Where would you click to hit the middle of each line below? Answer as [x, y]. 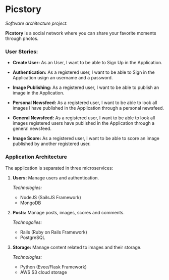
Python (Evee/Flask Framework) [53, 267]
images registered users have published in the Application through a [83, 123]
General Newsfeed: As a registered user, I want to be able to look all [84, 118]
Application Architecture [36, 157]
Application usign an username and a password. [63, 78]
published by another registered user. [51, 144]
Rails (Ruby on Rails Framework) [53, 232]
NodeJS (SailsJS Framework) [51, 197]
